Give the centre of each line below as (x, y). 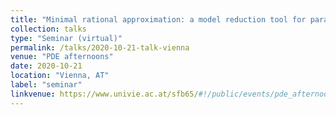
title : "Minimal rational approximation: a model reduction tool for (158, 19)
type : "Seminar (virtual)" (66, 38)
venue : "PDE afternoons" (62, 57)
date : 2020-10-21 (46, 66)
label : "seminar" (46, 85)
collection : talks (48, 29)
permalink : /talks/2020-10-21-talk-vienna (100, 47)
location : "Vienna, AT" (60, 76)
